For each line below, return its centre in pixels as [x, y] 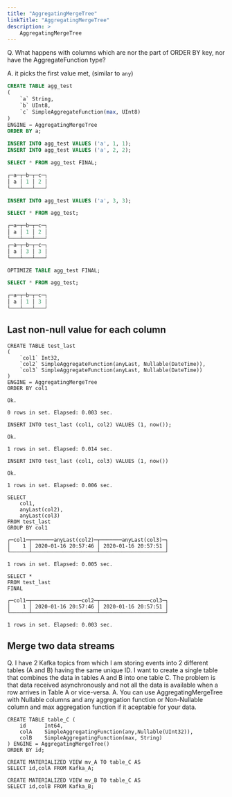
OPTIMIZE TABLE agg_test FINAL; [54, 270]
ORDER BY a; [24, 131]
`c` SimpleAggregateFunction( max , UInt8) [80, 112]
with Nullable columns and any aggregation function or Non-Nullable [105, 699]
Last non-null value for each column [87, 330]
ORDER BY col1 [28, 388]
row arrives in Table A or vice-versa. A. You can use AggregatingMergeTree [115, 692]
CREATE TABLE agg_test [40, 86]
